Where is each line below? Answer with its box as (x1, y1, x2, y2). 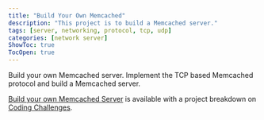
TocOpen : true (8, 48, 55, 56)
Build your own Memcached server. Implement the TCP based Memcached (8, 71, 254, 79)
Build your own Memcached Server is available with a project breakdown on (8, 95, 257, 103)
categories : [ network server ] (8, 33, 109, 42)
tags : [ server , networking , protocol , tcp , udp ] (8, 26, 172, 34)
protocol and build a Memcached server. (8, 79, 141, 88)
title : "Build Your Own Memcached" (8, 11, 126, 20)
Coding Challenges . (8, 103, 73, 112)
